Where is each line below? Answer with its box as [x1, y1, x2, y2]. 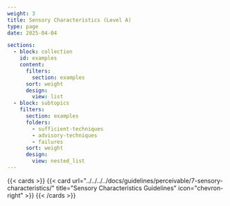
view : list [32, 93, 64, 100]
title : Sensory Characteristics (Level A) [7, 17, 132, 24]
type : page [7, 23, 39, 30]
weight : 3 [7, 10, 36, 17]
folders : [25, 119, 51, 126]
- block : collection [13, 48, 73, 55]
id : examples [19, 55, 57, 62]
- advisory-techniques [32, 132, 98, 139]
